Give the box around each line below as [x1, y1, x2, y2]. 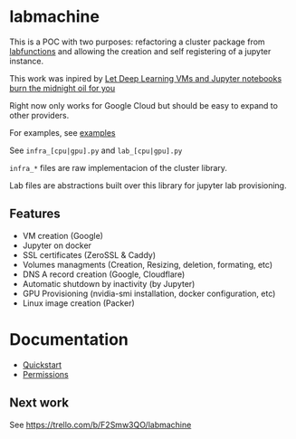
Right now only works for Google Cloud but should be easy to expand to [9, 100, 279, 110]
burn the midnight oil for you [9, 82, 116, 93]
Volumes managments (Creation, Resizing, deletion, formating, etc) [22, 259, 273, 270]
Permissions [22, 368, 70, 379]
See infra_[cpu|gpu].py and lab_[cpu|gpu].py [9, 145, 183, 156]
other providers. [9, 110, 70, 120]
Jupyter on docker [22, 240, 92, 251]
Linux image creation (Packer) [22, 297, 136, 309]
